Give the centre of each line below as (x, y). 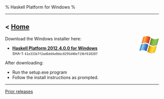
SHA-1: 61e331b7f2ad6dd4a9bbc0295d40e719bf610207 (55, 54)
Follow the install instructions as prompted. (55, 77)
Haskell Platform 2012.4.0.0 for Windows (55, 48)
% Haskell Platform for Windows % (40, 7)
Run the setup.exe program (40, 72)
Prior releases (19, 91)
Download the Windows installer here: (43, 39)
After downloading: (24, 62)
